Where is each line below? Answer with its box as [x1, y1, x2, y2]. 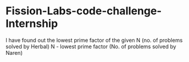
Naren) [5, 49, 23, 56]
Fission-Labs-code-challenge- [5, 4, 162, 18]
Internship [5, 17, 58, 30]
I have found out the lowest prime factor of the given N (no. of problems [5, 36, 183, 44]
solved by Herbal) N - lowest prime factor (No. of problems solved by [5, 43, 176, 50]
